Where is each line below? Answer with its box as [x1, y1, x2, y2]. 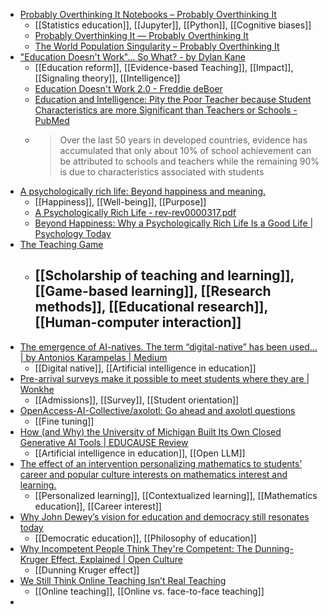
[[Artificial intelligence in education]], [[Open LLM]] [34, 447, 246, 459]
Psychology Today [34, 228, 112, 239]
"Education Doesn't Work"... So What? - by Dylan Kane [19, 51, 246, 63]
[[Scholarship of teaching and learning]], [34, 267, 295, 284]
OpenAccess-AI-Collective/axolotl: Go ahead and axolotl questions [19, 404, 296, 416]
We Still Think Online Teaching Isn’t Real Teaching [19, 574, 227, 586]
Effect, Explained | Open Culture [50, 553, 183, 565]
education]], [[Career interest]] [34, 500, 162, 512]
